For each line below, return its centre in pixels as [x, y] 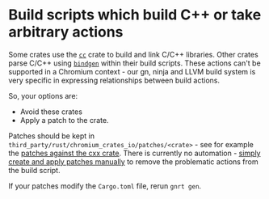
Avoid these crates [51, 112]
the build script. [34, 170]
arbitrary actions [66, 32]
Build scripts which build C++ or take [135, 15]
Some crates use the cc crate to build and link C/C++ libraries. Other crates [133, 54]
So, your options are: [43, 95]
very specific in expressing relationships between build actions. [114, 80]
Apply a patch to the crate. [64, 120]
